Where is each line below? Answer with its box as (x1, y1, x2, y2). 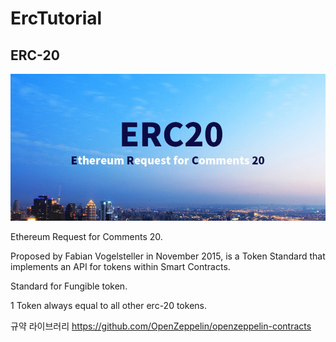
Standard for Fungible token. (10, 280, 128, 292)
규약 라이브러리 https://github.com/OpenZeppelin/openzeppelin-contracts (10, 320, 312, 332)
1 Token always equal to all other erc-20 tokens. (10, 300, 207, 312)
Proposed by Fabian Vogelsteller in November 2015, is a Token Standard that (10, 250, 326, 262)
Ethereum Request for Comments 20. (10, 231, 163, 243)
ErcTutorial (10, 7, 103, 30)
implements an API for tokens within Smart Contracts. (10, 261, 231, 273)
